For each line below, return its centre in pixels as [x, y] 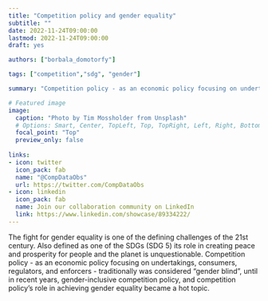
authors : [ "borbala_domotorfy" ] [62, 60]
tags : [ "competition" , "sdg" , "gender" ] [75, 74]
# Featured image [37, 103]
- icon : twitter [35, 162]
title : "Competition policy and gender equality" [93, 16]
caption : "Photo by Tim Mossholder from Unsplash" [101, 118]
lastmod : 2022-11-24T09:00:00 [59, 38]
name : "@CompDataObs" [51, 177]
